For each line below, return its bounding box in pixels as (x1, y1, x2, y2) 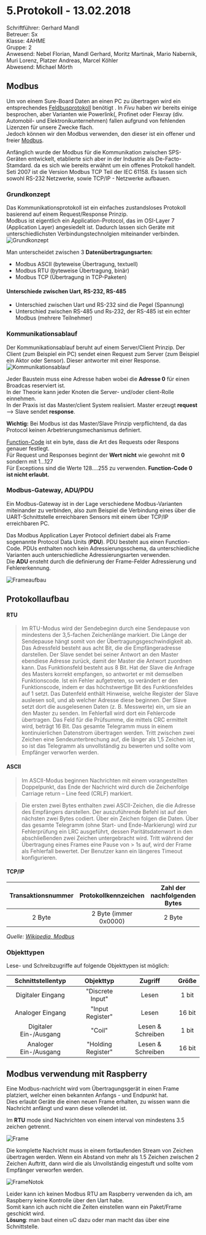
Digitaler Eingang (15, 991, 66, 1000)
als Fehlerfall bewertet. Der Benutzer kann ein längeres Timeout (21, 847, 183, 854)
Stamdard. (6, 161, 32, 169)
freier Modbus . (6, 136, 44, 144)
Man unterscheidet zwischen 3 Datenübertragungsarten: (6, 248, 153, 256)
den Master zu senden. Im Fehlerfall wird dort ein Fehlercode (21, 709, 176, 717)
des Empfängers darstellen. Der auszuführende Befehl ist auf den (21, 808, 187, 815)
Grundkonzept (6, 190, 51, 199)
